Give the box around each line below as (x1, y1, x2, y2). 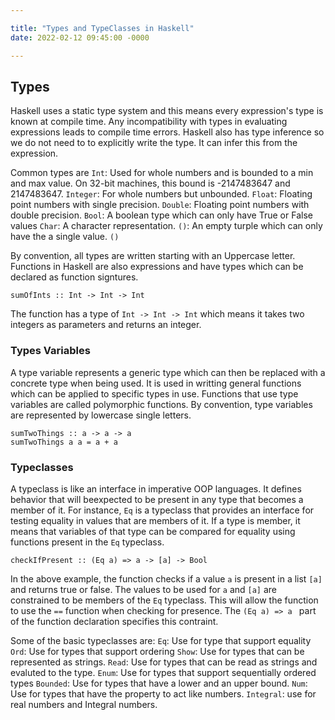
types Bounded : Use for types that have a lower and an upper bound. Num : (10, 677, 308, 689)
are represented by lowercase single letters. (10, 409, 192, 421)
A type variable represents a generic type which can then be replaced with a (10, 366, 326, 378)
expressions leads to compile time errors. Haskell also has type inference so (10, 126, 325, 138)
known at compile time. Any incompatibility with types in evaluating (10, 116, 288, 128)
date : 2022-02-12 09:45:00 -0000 (10, 32, 150, 43)
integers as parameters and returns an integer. (10, 319, 202, 331)
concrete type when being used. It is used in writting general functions (10, 377, 302, 389)
